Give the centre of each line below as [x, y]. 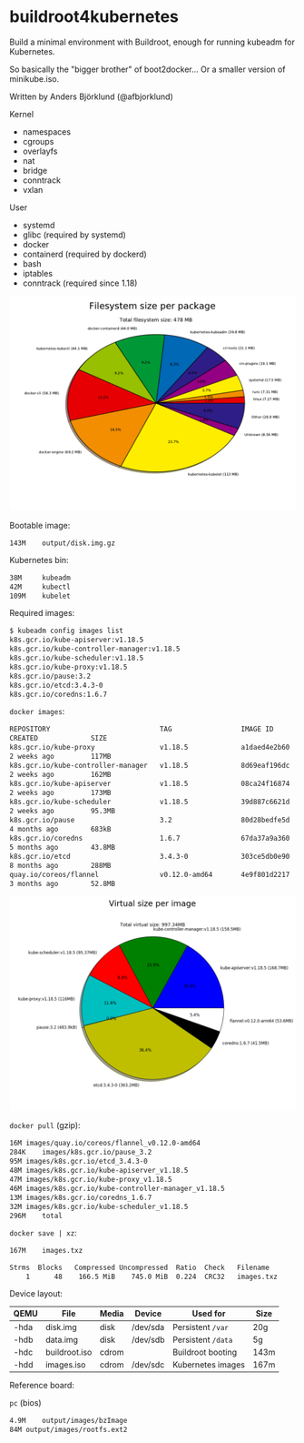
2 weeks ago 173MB [60, 792]
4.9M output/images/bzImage [69, 1420]
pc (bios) [26, 1402]
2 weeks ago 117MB [60, 756]
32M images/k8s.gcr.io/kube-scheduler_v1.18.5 [99, 1206]
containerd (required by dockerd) [84, 254]
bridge [35, 170]
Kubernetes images [208, 1365]
